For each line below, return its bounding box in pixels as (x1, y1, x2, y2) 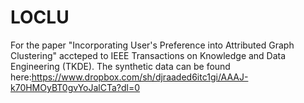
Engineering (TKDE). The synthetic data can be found (10, 60, 231, 72)
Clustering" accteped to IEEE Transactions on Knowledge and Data (10, 49, 287, 61)
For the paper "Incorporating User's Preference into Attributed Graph (10, 39, 295, 51)
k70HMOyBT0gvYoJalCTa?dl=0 (10, 81, 141, 93)
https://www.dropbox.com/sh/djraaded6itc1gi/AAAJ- (31, 71, 249, 83)
